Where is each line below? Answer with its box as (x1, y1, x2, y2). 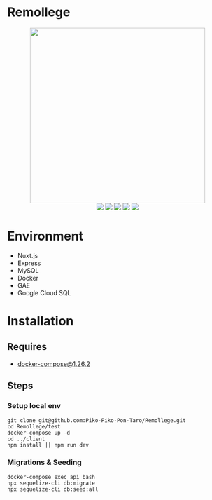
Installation (7, 313, 74, 330)
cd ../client (7, 435, 45, 442)
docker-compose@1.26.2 (17, 359, 91, 368)
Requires (7, 341, 48, 353)
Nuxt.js (17, 251, 38, 259)
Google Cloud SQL (17, 288, 71, 297)
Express (17, 259, 41, 267)
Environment (7, 229, 84, 244)
